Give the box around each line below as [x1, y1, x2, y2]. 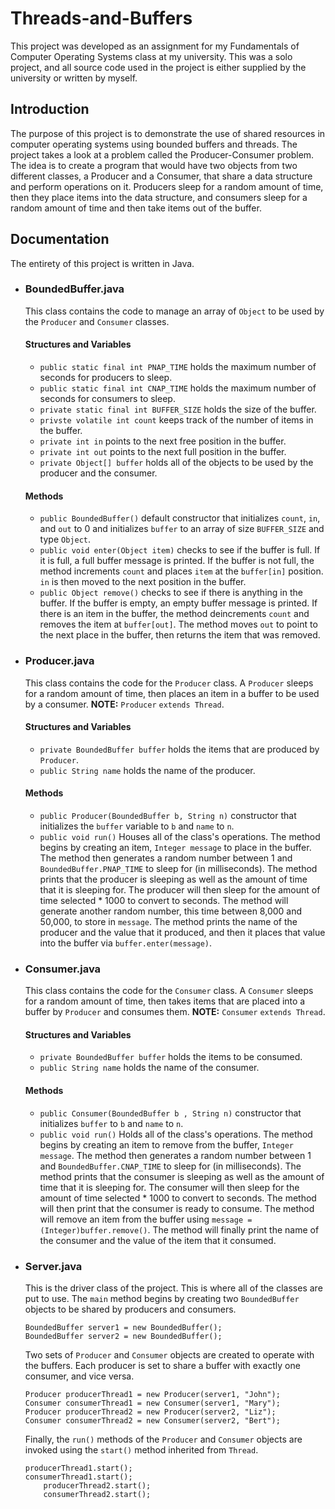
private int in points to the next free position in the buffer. [39, 435, 287, 447]
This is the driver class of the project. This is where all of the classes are [24, 1282, 323, 1294]
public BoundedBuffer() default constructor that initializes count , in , [39, 512, 321, 524]
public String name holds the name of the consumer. [39, 1062, 260, 1074]
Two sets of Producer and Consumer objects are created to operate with [24, 1348, 315, 1361]
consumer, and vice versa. [24, 1370, 135, 1382]
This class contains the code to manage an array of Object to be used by [24, 305, 325, 317]
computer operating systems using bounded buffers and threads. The [10, 138, 298, 150]
